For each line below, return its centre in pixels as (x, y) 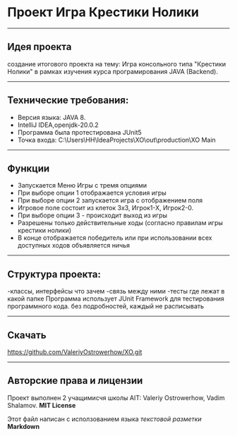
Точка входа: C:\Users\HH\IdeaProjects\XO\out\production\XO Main (117, 140)
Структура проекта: (54, 274)
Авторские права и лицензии (75, 381)
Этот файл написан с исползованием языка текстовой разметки (105, 419)
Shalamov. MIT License (42, 405)
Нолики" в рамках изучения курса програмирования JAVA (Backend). (113, 71)
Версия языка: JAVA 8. (51, 117)
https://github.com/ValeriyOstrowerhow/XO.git (75, 352)
